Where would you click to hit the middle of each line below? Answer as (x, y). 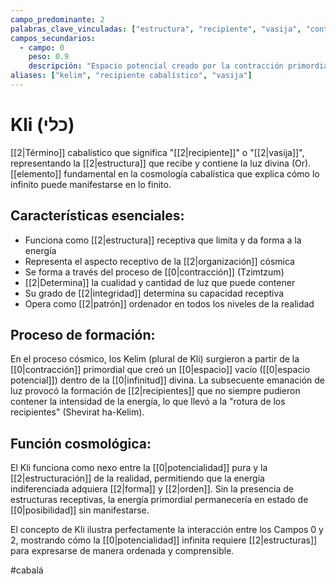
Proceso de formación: (83, 335)
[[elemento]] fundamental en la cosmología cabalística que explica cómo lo (165, 173)
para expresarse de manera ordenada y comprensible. (122, 551)
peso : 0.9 (49, 57)
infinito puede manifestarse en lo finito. (91, 184)
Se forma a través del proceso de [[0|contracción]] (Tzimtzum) (154, 272)
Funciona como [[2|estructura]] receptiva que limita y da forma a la (163, 240)
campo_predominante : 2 (57, 19)
